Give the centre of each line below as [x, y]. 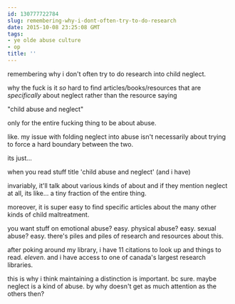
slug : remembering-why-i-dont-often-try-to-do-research [92, 21]
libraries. [20, 265]
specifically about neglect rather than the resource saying [92, 95]
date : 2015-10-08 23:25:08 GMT [54, 27]
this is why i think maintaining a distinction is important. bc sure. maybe [112, 278]
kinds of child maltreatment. [48, 214]
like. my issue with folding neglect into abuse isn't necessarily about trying [117, 137]
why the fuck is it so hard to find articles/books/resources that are [104, 88]
